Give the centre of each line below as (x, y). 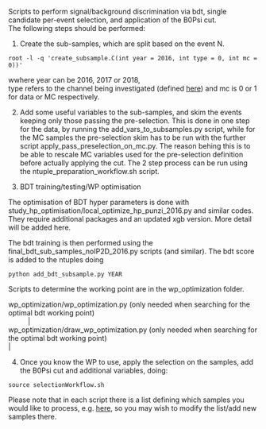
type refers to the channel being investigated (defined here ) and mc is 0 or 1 (133, 88)
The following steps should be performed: (77, 28)
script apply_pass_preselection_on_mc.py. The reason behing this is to (135, 146)
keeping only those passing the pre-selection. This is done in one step (135, 121)
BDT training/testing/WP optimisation (80, 187)
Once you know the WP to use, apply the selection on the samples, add (137, 362)
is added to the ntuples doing (56, 260)
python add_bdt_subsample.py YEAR (66, 274)
